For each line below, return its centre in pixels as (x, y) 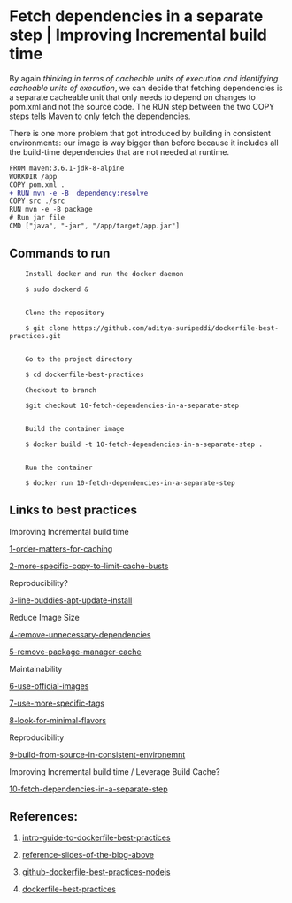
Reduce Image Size (44, 617)
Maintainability (36, 668)
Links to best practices (73, 510)
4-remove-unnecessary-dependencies (80, 634)
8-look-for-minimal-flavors (58, 720)
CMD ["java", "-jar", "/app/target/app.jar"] (94, 226)
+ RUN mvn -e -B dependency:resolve (79, 193)
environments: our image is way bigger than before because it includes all (144, 143)
